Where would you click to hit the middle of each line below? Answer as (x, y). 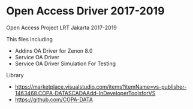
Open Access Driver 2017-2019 (85, 11)
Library (15, 75)
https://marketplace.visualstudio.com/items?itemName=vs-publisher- (101, 87)
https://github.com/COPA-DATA (54, 99)
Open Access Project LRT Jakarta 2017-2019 (61, 28)
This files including (29, 39)
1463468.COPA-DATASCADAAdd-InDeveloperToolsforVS (85, 93)
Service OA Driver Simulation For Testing (65, 63)
